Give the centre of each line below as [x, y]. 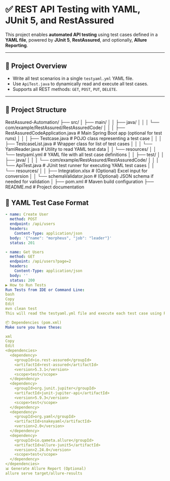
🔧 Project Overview [36, 66]
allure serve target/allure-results [44, 473]
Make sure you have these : [34, 327]
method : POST [24, 219]
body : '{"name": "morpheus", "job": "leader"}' [61, 238]
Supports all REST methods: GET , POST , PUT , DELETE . [65, 89]
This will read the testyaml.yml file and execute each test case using [83, 313]
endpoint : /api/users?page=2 [40, 262]
